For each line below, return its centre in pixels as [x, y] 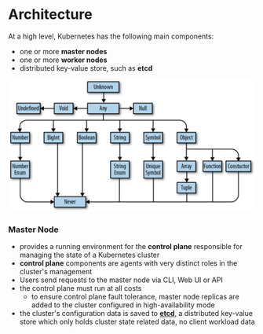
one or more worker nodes [63, 60]
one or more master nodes [63, 51]
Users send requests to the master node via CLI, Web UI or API [121, 280]
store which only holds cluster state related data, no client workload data [137, 321]
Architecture [50, 15]
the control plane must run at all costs [80, 288]
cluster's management [56, 271]
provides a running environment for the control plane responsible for [131, 246]
